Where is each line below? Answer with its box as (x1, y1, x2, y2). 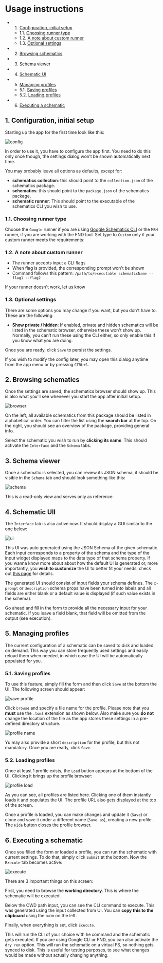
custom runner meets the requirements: (5, 237, 85, 243)
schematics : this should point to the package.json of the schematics (12, 187, 149, 193)
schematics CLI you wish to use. (12, 203, 77, 209)
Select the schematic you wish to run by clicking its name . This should (5, 437, 147, 444)
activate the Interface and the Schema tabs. (5, 443, 91, 448)
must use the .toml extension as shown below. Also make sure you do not (5, 710, 154, 716)
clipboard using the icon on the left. (5, 913, 77, 919)
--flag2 (25, 276, 41, 280)
